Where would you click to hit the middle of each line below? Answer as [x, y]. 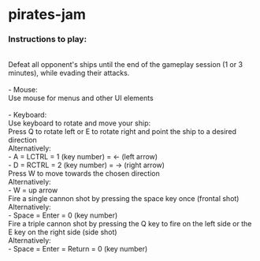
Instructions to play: [48, 39]
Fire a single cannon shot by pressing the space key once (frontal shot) [124, 199]
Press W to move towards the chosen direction [84, 173]
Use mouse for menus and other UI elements [81, 98]
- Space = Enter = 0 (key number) [63, 215]
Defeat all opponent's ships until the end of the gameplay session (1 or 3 [125, 65]
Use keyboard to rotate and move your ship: [80, 123]
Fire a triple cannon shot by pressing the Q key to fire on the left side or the [130, 224]
